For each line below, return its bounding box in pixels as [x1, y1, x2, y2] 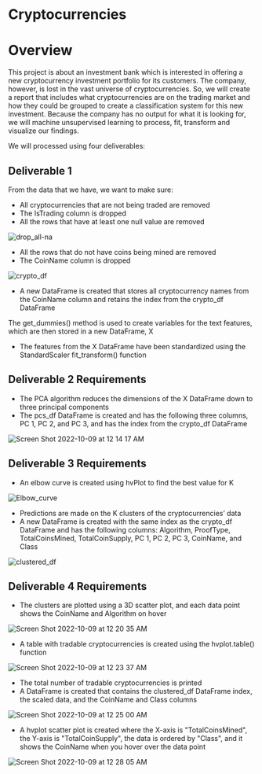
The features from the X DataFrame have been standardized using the [19, 341, 246, 351]
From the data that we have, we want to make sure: [8, 185, 174, 194]
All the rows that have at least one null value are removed [19, 216, 206, 226]
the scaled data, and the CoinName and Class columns [19, 695, 198, 705]
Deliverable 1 [8, 164, 72, 178]
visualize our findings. [8, 126, 80, 135]
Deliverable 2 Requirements [8, 373, 147, 386]
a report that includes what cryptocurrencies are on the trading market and [8, 93, 250, 102]
